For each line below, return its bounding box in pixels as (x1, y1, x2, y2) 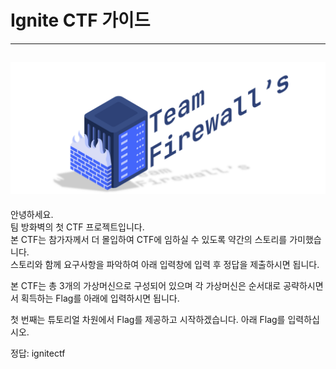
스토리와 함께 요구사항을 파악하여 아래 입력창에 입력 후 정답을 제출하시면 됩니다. (10, 259, 320, 271)
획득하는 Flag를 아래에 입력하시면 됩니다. (20, 292, 180, 305)
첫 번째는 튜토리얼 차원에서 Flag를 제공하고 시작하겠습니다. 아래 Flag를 (10, 314, 286, 326)
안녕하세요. (10, 209, 54, 221)
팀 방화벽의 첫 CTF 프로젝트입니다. (10, 221, 145, 233)
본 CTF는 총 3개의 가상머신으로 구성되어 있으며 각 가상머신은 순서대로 (10, 280, 282, 292)
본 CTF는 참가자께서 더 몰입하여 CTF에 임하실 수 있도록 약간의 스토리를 (10, 234, 288, 246)
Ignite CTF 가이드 (10, 9, 151, 32)
